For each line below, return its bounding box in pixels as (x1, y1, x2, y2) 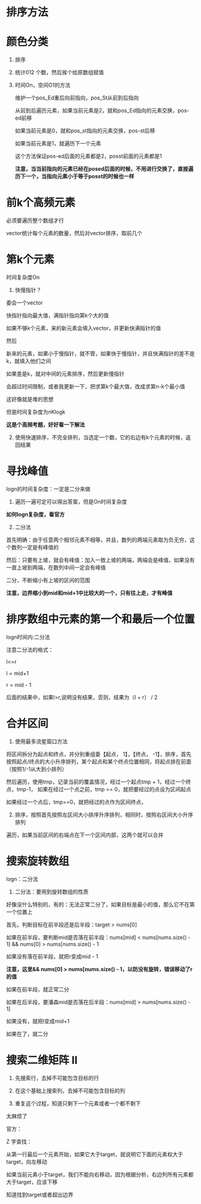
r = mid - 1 (6, 681, 32, 688)
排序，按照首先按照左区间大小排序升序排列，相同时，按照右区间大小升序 (14, 811, 193, 818)
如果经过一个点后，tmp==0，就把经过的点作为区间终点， (6, 798, 147, 805)
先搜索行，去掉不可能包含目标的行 (14, 1074, 99, 1081)
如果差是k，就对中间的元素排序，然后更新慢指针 (6, 370, 124, 377)
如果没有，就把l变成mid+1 (6, 1017, 70, 1024)
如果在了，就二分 (6, 1030, 48, 1037)
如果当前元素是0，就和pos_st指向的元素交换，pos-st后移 (14, 127, 156, 135)
